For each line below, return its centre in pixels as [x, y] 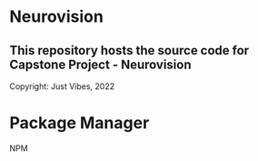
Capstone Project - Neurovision [101, 64]
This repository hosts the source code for [129, 50]
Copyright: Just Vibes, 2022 [62, 86]
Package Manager [79, 123]
